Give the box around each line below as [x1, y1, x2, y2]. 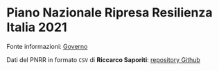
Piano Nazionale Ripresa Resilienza [6, 5, 213, 21]
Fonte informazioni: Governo [6, 42, 88, 50]
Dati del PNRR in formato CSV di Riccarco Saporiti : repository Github [6, 55, 200, 63]
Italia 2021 [6, 19, 67, 35]
